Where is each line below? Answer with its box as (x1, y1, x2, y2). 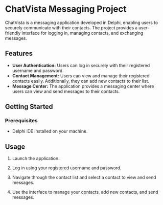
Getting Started (5, 103, 53, 111)
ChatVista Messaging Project (5, 3, 127, 15)
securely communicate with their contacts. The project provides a (5, 24, 138, 30)
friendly (5, 30, 21, 36)
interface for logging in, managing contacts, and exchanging (22, 30, 143, 36)
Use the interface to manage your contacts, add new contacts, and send (12, 189, 159, 195)
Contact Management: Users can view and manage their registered (12, 72, 150, 79)
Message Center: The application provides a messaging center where (12, 83, 154, 89)
